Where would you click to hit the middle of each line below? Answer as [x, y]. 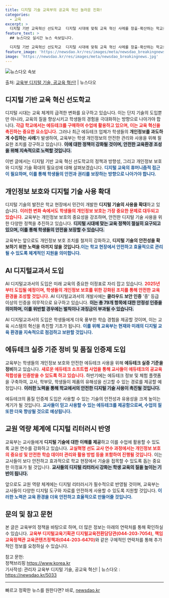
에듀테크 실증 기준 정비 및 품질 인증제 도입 [65, 349]
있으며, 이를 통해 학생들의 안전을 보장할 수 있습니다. [55, 230]
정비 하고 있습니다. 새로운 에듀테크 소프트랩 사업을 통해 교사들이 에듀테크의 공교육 [84, 369]
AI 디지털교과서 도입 [35, 270]
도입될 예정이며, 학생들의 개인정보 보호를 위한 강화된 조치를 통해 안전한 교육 [87, 290]
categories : [18, 15]
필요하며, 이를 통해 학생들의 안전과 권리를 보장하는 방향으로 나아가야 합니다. [83, 174]
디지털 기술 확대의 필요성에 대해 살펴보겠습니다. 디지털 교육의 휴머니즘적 [81, 168]
